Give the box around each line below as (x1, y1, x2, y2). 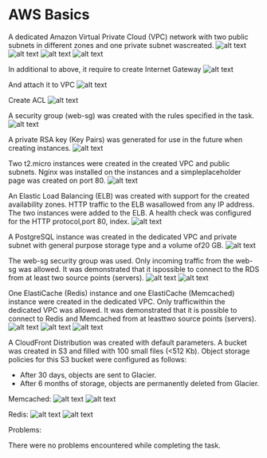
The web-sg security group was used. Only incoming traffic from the (8, 255, 234, 265)
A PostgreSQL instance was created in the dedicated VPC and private (8, 231, 238, 241)
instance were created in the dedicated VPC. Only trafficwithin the (8, 297, 226, 306)
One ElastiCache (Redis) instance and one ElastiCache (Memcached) (8, 288, 235, 298)
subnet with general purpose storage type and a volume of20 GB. (8, 240, 224, 250)
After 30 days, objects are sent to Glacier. (19, 369, 157, 380)
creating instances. (8, 143, 72, 152)
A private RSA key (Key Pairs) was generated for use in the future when (8, 134, 243, 144)
